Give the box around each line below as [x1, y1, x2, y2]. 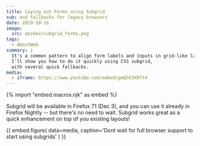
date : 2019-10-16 [6, 20, 49, 26]
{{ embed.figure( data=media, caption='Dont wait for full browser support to [6, 127, 193, 134]
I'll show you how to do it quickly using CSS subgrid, [11, 58, 153, 64]
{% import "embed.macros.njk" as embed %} [6, 91, 117, 99]
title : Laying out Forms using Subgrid [6, 8, 105, 15]
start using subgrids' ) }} [6, 133, 67, 140]
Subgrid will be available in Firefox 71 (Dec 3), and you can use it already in [6, 103, 190, 110]
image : [6, 25, 23, 31]
